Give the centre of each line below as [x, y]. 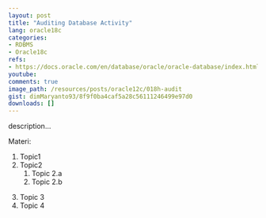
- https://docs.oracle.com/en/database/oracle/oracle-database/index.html [134, 67]
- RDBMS [21, 45]
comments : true [33, 81]
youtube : [23, 74]
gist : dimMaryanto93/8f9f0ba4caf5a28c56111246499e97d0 [101, 96]
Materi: [20, 141]
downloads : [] [32, 103]
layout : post [30, 15]
